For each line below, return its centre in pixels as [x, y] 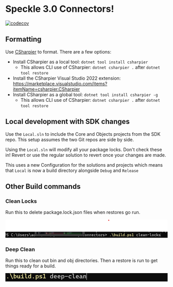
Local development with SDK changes [68, 122]
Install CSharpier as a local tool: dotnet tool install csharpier [80, 62]
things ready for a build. [31, 266]
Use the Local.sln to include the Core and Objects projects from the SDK [83, 134]
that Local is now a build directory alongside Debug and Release [72, 170]
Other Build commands [43, 186]
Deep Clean [20, 249]
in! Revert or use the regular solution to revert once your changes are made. [86, 155]
